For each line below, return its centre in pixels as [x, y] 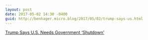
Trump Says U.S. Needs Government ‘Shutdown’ [55, 33]
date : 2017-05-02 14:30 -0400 [37, 14]
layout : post [19, 10]
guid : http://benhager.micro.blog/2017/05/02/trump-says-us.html [74, 19]
